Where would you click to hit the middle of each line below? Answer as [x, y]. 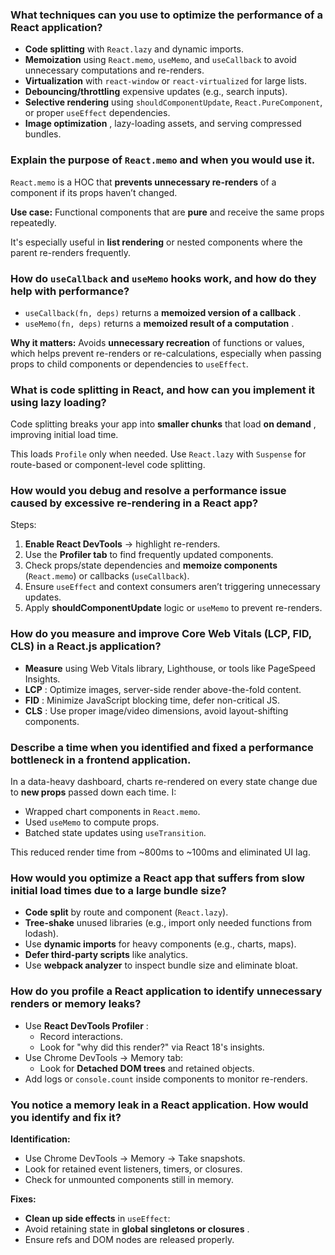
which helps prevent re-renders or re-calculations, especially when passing [166, 353]
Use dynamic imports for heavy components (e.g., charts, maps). [160, 944]
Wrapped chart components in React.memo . [112, 812]
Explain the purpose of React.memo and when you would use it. [163, 160]
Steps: [23, 525]
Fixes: [23, 1199]
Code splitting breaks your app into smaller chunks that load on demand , [163, 424]
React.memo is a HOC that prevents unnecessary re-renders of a [143, 182]
